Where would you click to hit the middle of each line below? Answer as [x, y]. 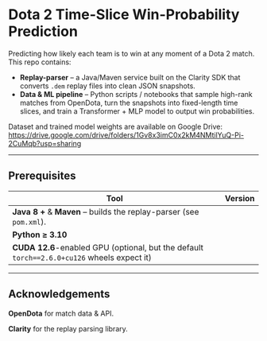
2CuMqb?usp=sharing [45, 143]
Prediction [43, 31]
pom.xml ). [29, 222]
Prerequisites [42, 176]
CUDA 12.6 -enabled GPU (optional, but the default [108, 247]
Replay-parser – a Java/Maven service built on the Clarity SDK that [130, 77]
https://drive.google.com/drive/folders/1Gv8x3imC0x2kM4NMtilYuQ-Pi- [126, 135]
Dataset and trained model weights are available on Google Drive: [115, 126]
